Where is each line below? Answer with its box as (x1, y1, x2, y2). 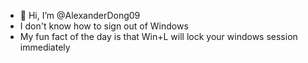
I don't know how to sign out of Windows (19, 20, 189, 32)
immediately (19, 41, 71, 53)
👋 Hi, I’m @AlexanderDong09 (19, 10, 141, 21)
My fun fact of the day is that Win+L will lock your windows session (19, 31, 298, 42)
